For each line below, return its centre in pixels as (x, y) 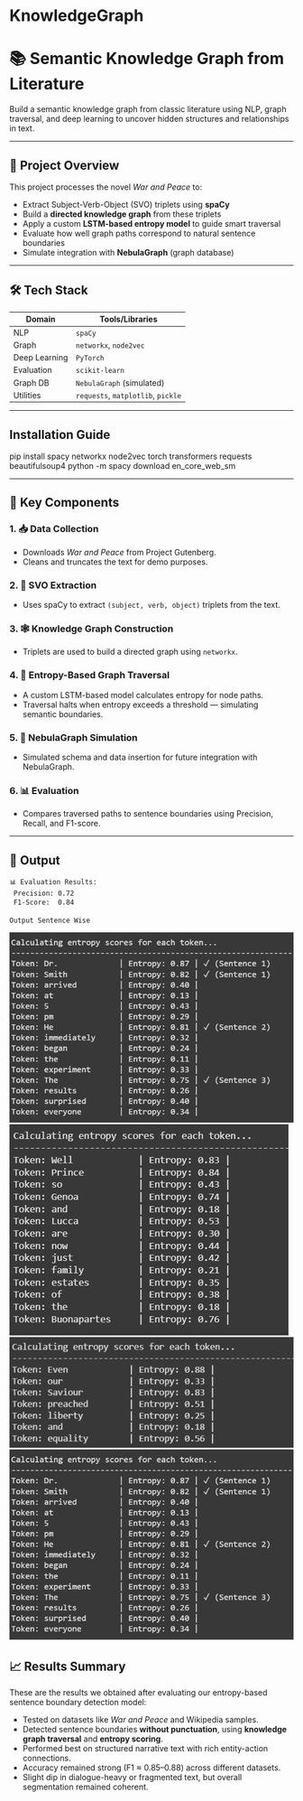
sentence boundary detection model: (78, 1703)
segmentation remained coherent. (85, 1787)
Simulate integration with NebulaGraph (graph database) (128, 252)
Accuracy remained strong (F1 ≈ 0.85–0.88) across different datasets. (151, 1768)
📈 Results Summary (68, 1666)
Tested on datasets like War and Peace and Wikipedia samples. (140, 1720)
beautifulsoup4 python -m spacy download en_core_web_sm (123, 466)
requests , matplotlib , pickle (129, 395)
